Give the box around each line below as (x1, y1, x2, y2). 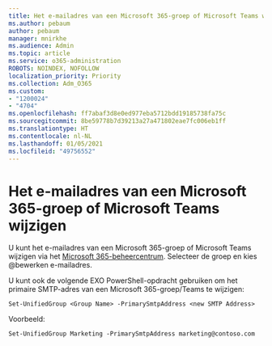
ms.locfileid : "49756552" (8, 147, 96, 155)
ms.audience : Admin (8, 42, 74, 50)
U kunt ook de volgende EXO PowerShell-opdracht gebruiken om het (8, 276, 238, 285)
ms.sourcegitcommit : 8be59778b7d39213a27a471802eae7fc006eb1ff (8, 117, 227, 125)
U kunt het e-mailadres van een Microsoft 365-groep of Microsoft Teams (8, 243, 252, 253)
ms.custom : (8, 86, 45, 95)
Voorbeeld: (8, 314, 46, 324)
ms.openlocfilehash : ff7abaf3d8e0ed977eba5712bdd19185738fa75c (8, 110, 227, 118)
